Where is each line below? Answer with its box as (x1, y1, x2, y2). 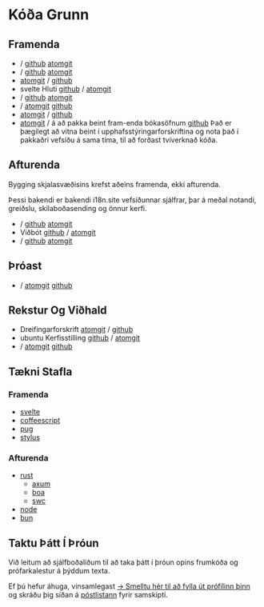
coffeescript (19, 416, 61, 425)
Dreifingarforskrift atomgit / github (19, 325, 134, 334)
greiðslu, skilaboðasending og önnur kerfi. (8, 203, 147, 213)
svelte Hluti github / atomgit (19, 84, 112, 94)
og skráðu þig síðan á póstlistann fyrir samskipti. (8, 590, 168, 600)
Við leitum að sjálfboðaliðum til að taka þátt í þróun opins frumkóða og (8, 557, 238, 567)
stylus (19, 433, 41, 442)
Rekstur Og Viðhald (8, 304, 107, 317)
